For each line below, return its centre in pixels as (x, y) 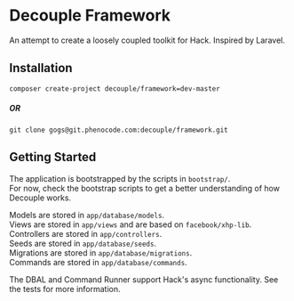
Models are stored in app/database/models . (87, 215)
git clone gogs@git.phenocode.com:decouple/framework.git (119, 130)
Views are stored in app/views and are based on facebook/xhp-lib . (131, 224)
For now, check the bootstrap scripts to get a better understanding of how (144, 188)
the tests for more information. (65, 289)
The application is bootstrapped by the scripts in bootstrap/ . (120, 178)
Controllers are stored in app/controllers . (86, 233)
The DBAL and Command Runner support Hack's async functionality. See (144, 279)
